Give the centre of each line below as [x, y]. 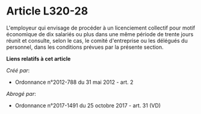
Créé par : [18, 70]
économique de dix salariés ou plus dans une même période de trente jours [100, 34]
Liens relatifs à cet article [39, 59]
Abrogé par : [21, 93]
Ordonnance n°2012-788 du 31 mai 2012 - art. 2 [74, 82]
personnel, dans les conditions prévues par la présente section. [85, 47]
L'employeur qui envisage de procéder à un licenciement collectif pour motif [101, 28]
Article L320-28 [47, 11]
